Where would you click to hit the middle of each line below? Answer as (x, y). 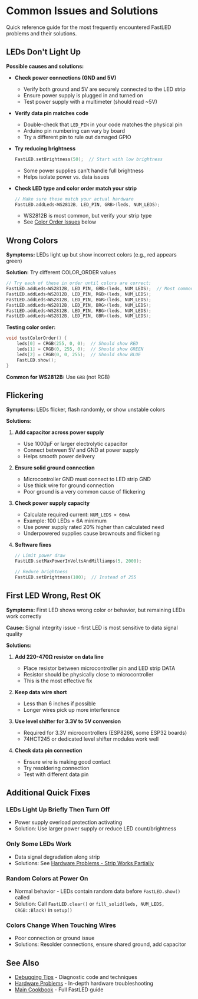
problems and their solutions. (42, 33)
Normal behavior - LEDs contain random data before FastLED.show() (98, 891)
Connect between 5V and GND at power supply (81, 450)
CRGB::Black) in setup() (43, 910)
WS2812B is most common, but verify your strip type (88, 216)
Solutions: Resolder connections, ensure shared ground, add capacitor (100, 944)
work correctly (24, 616)
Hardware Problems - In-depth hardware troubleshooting (84, 984)
